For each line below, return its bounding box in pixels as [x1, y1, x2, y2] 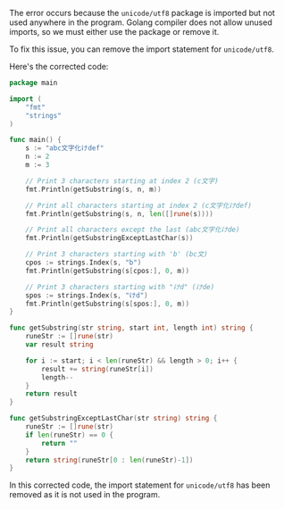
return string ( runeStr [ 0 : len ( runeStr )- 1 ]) [25, 455, 194, 464]
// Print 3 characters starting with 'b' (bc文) [25, 250, 208, 259]
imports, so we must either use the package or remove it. [9, 27, 220, 37]
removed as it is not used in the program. [9, 489, 161, 500]
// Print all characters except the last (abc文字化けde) [25, 225, 240, 235]
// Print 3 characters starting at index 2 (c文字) [25, 176, 219, 186]
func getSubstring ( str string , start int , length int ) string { [9, 323, 254, 333]
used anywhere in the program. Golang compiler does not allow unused [9, 17, 272, 28]
